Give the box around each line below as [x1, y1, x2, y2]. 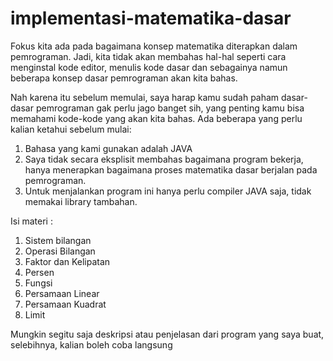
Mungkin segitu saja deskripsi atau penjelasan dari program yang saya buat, [10, 328, 325, 340]
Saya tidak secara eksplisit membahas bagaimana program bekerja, [24, 153, 304, 165]
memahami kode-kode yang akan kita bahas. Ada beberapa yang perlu [10, 112, 303, 124]
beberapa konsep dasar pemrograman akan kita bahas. [10, 72, 238, 84]
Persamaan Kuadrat [24, 298, 107, 310]
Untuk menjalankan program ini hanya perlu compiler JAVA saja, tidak [24, 185, 312, 197]
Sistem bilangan [24, 234, 92, 246]
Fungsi [24, 277, 53, 289]
